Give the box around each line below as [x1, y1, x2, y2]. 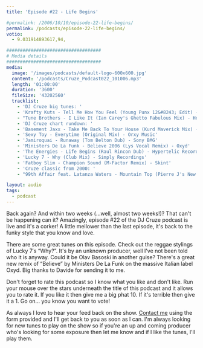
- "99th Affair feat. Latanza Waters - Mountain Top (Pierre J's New [17, 171, 196, 177]
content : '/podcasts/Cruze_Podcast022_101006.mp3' [11, 76, 142, 82]
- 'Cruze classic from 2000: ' [17, 166, 96, 172]
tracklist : [11, 98, 39, 105]
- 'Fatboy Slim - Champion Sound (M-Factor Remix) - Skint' [17, 159, 172, 166]
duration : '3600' [11, 87, 56, 93]
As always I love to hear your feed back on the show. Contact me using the [6, 309, 193, 316]
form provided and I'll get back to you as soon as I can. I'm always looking [6, 315, 191, 323]
